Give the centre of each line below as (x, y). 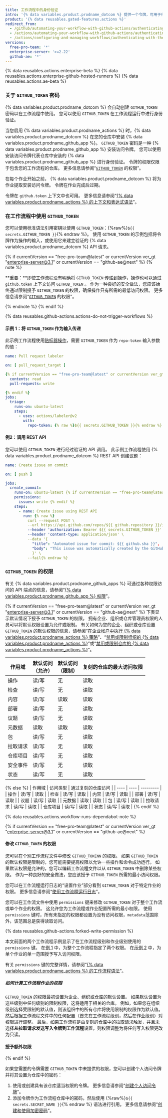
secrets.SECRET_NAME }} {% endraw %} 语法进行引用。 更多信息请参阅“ (85, 1104)
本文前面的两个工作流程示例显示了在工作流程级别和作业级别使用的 (73, 941)
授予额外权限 (18, 1047)
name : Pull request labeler (34, 356)
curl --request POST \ (51, 520)
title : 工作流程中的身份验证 (32, 10)
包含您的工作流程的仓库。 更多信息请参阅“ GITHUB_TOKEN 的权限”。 (76, 168)
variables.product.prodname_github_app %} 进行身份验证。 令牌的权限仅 (80, 161)
